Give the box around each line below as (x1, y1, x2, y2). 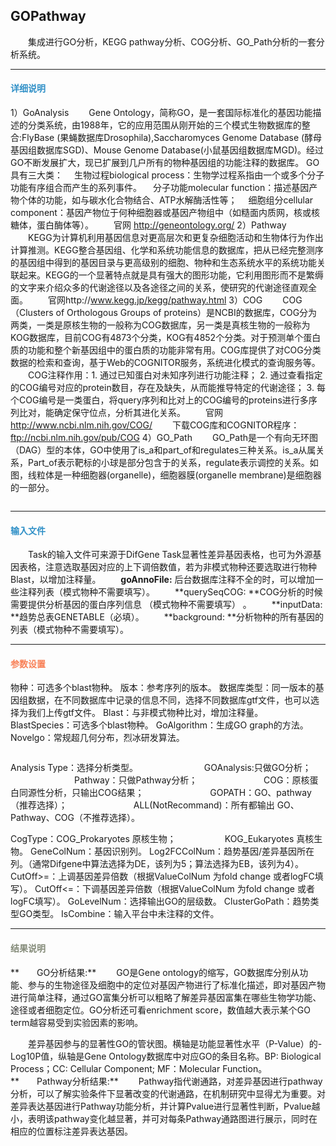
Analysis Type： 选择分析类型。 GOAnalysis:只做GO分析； (10, 762, 312, 774)
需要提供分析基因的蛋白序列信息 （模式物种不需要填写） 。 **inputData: (10, 599, 323, 611)
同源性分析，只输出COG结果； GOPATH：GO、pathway (18, 787, 312, 799)
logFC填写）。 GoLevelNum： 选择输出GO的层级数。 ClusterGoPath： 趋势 (10, 895, 311, 908)
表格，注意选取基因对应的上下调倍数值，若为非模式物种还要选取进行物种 (18, 561, 317, 573)
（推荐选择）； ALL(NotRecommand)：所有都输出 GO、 (10, 799, 300, 811)
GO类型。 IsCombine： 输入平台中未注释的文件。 (18, 908, 220, 920)
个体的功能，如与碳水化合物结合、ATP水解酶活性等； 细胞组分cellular (18, 194, 314, 206)
